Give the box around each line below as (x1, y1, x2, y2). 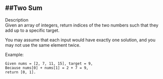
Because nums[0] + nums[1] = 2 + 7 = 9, (5, 65, 89, 70)
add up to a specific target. (5, 27, 60, 33)
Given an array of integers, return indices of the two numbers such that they (5, 22, 159, 28)
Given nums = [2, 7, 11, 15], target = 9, (5, 61, 93, 66)
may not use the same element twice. (5, 42, 81, 48)
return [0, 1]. (5, 70, 36, 75)
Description (5, 17, 28, 23)
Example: (5, 52, 24, 57)
